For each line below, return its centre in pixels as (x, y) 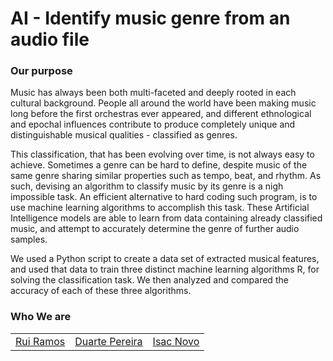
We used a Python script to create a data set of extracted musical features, (165, 259)
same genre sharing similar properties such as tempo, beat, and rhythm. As (166, 176)
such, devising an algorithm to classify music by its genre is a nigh (147, 186)
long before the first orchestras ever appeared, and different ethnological (161, 114)
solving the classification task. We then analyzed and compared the (149, 280)
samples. (29, 239)
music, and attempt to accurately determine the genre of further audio (155, 229)
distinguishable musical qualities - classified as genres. (124, 135)
